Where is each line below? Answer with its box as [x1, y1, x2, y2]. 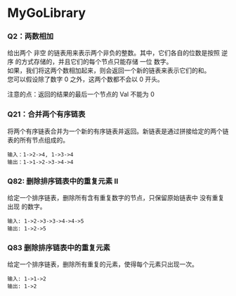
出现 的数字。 [7, 202, 46, 211]
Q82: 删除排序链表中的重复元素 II [7, 176, 119, 186]
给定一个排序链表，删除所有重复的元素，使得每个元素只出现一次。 [7, 260, 198, 269]
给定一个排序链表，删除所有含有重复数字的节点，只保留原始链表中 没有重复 [7, 194, 225, 202]
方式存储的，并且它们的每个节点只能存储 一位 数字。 [20, 58, 173, 66]
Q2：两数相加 [7, 32, 54, 42]
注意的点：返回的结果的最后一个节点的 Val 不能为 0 [7, 90, 155, 99]
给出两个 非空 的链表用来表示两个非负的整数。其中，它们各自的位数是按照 [7, 49, 220, 57]
